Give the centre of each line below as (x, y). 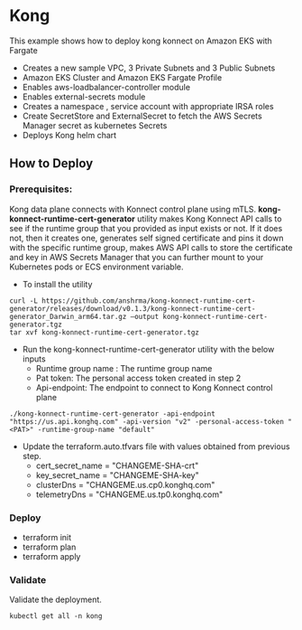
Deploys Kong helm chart (69, 135)
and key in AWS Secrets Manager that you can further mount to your (137, 257)
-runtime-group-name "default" (96, 429)
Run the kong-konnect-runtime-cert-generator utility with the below (148, 349)
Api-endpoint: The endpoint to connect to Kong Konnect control (154, 387)
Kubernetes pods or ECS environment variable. (96, 267)
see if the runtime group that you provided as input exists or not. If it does (146, 228)
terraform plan (49, 547)
